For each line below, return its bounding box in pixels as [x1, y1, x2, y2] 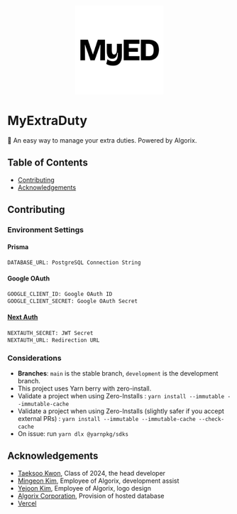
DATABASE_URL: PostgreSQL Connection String [7, 259, 141, 266]
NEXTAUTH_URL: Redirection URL [7, 337, 100, 344]
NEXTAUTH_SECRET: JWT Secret [7, 329, 94, 337]
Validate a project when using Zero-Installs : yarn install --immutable [17, 391, 225, 400]
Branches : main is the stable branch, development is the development [17, 368, 219, 378]
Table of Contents [7, 157, 89, 169]
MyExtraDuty [7, 113, 87, 129]
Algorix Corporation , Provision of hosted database [17, 491, 165, 500]
